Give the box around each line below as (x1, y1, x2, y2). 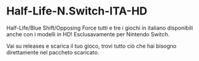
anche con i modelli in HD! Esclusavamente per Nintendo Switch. (6, 30, 170, 37)
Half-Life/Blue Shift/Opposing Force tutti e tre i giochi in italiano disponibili (6, 24, 193, 31)
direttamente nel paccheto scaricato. (6, 48, 100, 56)
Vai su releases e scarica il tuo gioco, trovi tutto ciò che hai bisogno (6, 42, 176, 50)
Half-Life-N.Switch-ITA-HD (6, 4, 148, 18)
